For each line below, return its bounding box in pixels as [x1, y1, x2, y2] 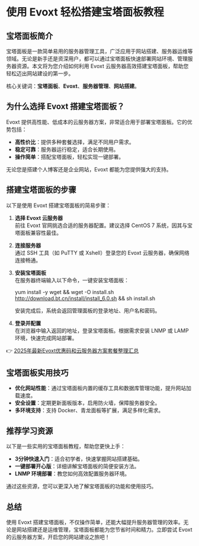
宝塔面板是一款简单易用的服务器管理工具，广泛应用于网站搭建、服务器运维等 [6, 48, 193, 55]
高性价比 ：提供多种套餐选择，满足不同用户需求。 [14, 138, 134, 145]
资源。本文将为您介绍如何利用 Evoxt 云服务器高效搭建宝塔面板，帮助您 [16, 63, 189, 69]
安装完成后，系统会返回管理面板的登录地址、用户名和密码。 [14, 306, 161, 314]
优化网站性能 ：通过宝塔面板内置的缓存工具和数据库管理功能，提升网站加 [14, 385, 191, 392]
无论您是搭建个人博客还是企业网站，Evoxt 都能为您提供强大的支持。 [6, 165, 172, 173]
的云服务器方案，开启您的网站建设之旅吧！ [6, 534, 110, 541]
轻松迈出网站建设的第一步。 [6, 70, 74, 77]
